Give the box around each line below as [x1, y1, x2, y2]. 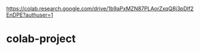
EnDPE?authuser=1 [6, 11, 53, 18]
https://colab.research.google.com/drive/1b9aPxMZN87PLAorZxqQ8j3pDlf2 [6, 5, 194, 12]
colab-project [6, 32, 76, 46]
